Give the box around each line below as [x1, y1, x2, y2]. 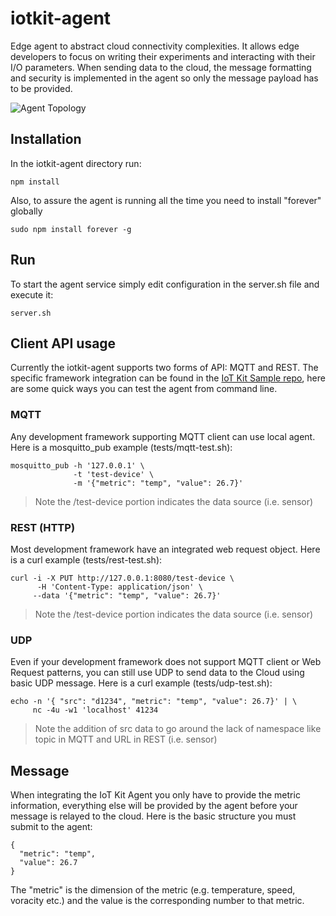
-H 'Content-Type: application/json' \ [36, 582, 203, 592]
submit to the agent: [10, 821, 93, 833]
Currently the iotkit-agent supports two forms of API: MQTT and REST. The [10, 362, 319, 374]
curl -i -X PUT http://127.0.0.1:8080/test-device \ [10, 573, 235, 583]
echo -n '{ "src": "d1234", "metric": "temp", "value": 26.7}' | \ [10, 697, 298, 707]
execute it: [10, 288, 54, 301]
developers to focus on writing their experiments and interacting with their [10, 50, 316, 62]
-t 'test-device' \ [73, 469, 155, 479]
